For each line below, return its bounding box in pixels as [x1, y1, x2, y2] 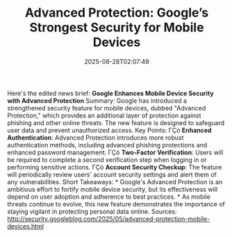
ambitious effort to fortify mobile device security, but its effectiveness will [7, 185, 217, 193]
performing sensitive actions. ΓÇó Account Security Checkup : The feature [7, 163, 222, 171]
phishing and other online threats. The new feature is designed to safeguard [7, 118, 225, 126]
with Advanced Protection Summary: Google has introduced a [7, 96, 188, 105]
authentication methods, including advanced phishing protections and [7, 140, 208, 149]
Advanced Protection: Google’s [24, 5, 209, 21]
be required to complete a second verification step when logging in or [7, 155, 207, 164]
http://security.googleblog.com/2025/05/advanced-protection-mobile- [7, 214, 210, 223]
